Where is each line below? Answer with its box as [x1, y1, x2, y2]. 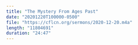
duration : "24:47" [6, 30, 51, 36]
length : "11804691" [6, 25, 54, 31]
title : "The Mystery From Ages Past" [6, 8, 99, 15]
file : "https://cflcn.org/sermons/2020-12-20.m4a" [6, 19, 133, 25]
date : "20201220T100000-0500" [6, 14, 80, 20]
